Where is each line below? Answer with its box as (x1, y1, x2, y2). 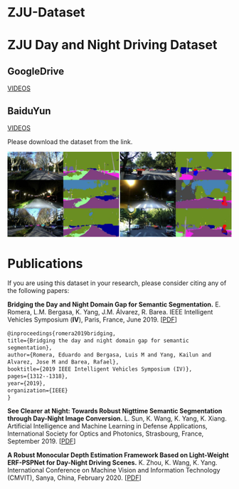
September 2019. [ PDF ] (7, 437, 76, 446)
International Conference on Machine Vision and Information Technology (7, 466, 221, 475)
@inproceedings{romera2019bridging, (7, 330, 116, 337)
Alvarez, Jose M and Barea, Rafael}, (7, 359, 119, 366)
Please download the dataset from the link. (7, 138, 133, 146)
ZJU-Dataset (7, 4, 85, 21)
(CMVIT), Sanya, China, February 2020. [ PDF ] (7, 473, 142, 482)
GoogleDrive (7, 65, 65, 77)
